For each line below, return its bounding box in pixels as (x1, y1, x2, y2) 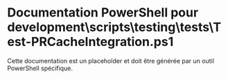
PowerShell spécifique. (7, 64, 73, 72)
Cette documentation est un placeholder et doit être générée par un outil (7, 56, 215, 65)
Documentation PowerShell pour (7, 5, 199, 21)
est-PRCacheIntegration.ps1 (7, 34, 174, 49)
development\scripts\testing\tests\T (7, 19, 222, 35)
